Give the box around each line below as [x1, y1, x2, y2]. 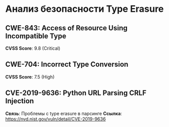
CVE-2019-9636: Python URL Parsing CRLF [5, 88, 147, 98]
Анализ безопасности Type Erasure [5, 3, 164, 15]
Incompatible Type [5, 31, 67, 40]
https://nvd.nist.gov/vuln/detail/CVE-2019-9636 [5, 116, 106, 122]
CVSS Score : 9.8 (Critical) [5, 45, 60, 51]
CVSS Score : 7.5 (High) [5, 74, 55, 80]
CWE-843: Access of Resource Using [5, 24, 128, 32]
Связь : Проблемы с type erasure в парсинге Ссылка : [5, 110, 122, 116]
